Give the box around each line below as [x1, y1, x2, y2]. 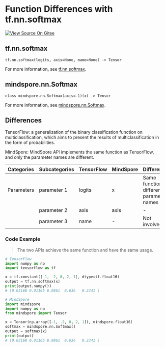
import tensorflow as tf [5, 265, 56, 271]
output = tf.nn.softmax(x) [5, 279, 60, 284]
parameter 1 [39, 187, 68, 194]
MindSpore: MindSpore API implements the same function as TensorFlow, [5, 149, 154, 155]
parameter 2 [39, 207, 68, 214]
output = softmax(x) [5, 329, 48, 334]
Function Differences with [5, 3, 113, 15]
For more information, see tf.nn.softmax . [5, 66, 86, 72]
